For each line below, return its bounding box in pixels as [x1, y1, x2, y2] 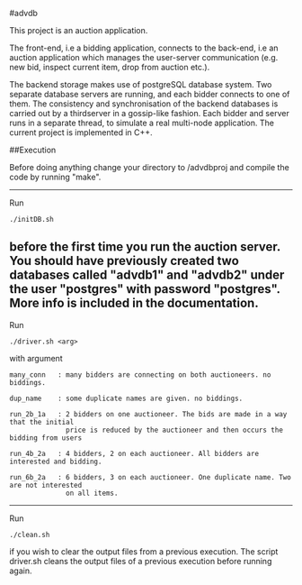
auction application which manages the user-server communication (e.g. [9, 52, 279, 62]
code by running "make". [9, 171, 102, 182]
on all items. [66, 489, 119, 498]
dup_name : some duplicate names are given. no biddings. [9, 394, 244, 403]
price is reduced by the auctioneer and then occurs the [66, 425, 283, 434]
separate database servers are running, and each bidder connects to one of [9, 89, 290, 99]
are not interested [9, 480, 83, 489]
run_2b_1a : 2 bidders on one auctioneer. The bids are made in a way [9, 409, 288, 418]
